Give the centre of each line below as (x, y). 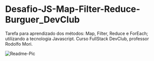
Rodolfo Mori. (19, 44)
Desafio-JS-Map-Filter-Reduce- (73, 9)
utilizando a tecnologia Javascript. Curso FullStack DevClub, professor (77, 39)
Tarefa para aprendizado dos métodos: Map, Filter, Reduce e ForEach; (77, 33)
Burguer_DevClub (43, 20)
